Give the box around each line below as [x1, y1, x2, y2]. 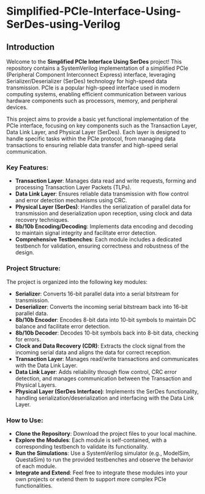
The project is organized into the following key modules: [6, 278, 148, 286]
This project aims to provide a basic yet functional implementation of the [6, 115, 189, 123]
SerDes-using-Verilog [6, 17, 121, 31]
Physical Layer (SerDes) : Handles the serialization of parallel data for [15, 203, 191, 211]
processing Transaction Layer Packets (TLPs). [15, 184, 132, 191]
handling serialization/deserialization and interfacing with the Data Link [15, 394, 195, 401]
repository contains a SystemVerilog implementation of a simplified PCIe [6, 64, 188, 72]
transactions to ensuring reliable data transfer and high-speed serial [6, 142, 178, 148]
